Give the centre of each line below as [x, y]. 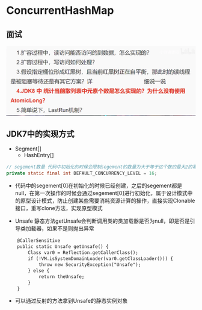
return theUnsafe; [61, 277]
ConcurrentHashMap [60, 11]
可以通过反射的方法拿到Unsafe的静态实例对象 [71, 301]
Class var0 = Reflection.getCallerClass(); [83, 253]
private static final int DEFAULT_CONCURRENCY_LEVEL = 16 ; [82, 173]
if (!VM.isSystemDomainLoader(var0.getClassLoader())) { [100, 259]
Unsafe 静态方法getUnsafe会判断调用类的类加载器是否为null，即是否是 [103, 221]
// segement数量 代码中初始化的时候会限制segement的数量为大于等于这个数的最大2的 [99, 167]
